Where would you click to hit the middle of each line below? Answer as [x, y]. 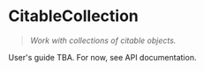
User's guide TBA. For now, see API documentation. [102, 57]
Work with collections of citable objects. [103, 40]
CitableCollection [73, 16]
